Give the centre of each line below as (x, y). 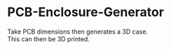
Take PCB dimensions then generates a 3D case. (78, 31)
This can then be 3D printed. (48, 38)
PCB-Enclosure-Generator (86, 12)
